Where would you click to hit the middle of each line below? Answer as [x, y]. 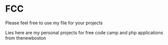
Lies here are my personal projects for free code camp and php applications [84, 32]
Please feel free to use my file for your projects [54, 23]
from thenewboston [26, 38]
